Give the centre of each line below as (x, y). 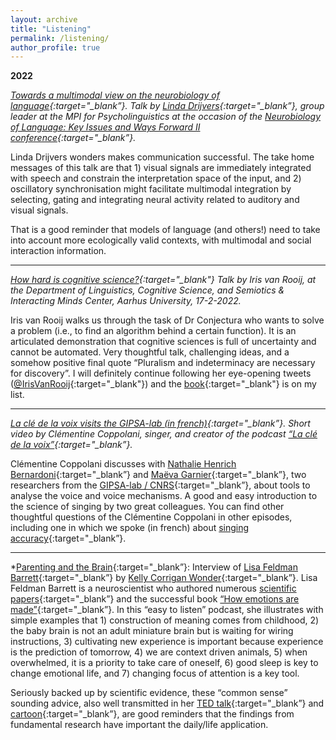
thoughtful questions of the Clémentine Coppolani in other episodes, (151, 517)
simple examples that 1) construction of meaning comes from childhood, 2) (165, 620)
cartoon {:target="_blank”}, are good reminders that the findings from (152, 714)
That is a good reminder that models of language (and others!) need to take (165, 230)
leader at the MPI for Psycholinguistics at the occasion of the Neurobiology (166, 117)
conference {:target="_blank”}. (73, 138)
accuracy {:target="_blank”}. (68, 538)
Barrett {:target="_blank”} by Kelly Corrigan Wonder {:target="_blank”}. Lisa (164, 578)
